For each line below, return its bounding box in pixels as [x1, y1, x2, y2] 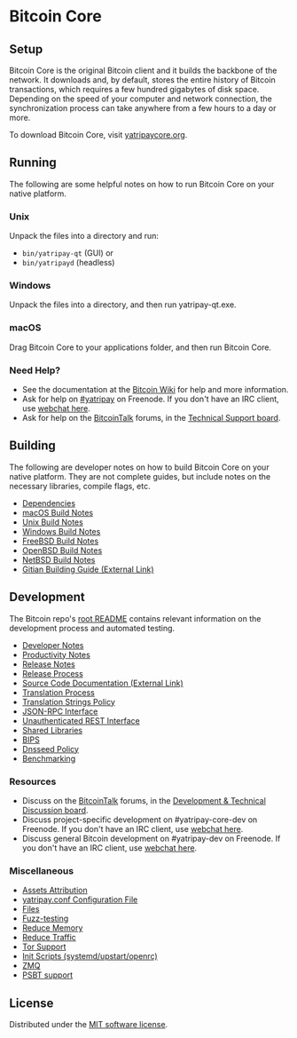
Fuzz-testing [21, 913, 69, 924]
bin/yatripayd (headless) [21, 258, 115, 268]
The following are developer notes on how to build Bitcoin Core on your [9, 462, 270, 472]
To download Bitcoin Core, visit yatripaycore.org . [9, 130, 188, 139]
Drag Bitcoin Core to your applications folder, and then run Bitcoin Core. [9, 342, 272, 353]
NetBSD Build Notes [21, 554, 96, 565]
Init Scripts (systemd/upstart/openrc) [21, 951, 158, 962]
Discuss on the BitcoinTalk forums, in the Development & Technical [21, 795, 266, 805]
